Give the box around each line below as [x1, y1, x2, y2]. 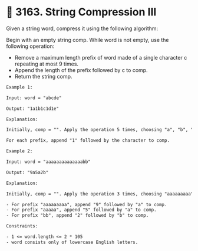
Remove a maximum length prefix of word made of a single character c [14, 54, 187, 61]
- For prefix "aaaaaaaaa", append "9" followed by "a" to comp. [6, 201, 167, 207]
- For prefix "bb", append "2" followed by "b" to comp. [6, 213, 149, 219]
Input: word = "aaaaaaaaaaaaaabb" [6, 159, 91, 165]
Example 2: [6, 148, 33, 154]
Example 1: [6, 84, 33, 90]
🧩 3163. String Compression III [6, 5, 157, 19]
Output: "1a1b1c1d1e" [6, 106, 60, 112]
